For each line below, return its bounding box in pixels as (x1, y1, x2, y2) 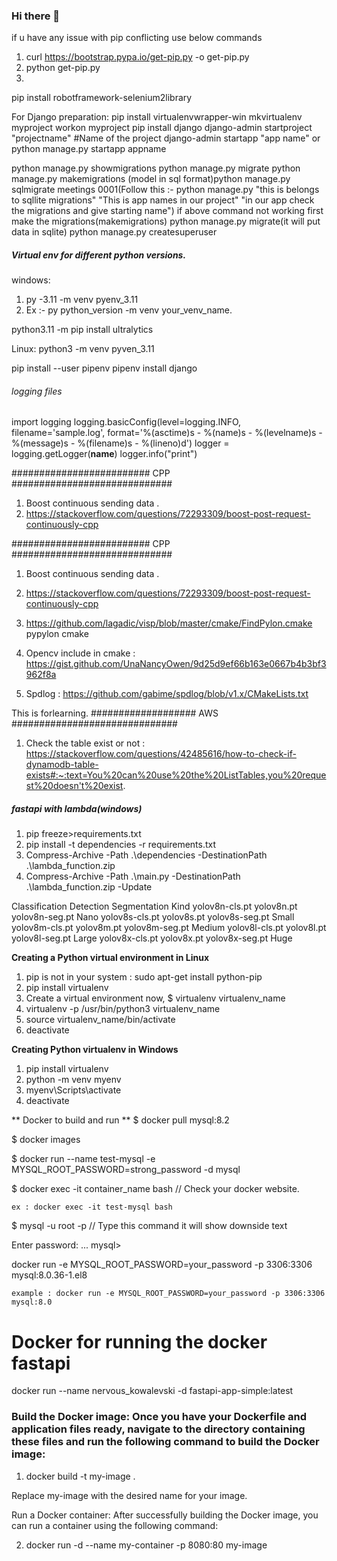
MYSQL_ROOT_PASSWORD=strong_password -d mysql (11, 1164, 241, 1176)
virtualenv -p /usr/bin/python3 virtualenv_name (25, 1003, 221, 1015)
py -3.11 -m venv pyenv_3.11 (25, 294, 139, 306)
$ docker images (11, 1134, 81, 1146)
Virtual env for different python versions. (11, 249, 187, 261)
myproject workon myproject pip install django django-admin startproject (11, 122, 313, 134)
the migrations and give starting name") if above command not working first (11, 205, 324, 217)
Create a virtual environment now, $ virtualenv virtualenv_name (25, 992, 286, 1004)
